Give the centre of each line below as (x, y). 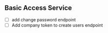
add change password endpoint (44, 19)
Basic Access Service (38, 8)
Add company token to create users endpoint (57, 25)
